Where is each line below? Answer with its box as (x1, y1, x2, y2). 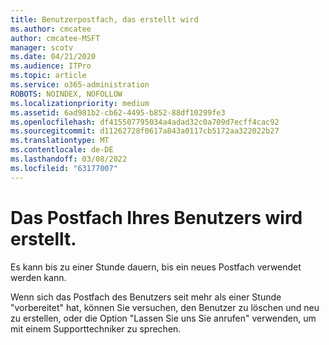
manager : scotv (10, 42, 74, 53)
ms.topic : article (10, 71, 87, 81)
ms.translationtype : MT (10, 136, 110, 146)
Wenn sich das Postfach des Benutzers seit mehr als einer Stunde (10, 291, 282, 303)
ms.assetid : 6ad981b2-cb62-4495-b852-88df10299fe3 (10, 107, 226, 118)
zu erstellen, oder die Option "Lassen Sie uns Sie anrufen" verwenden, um (10, 312, 317, 324)
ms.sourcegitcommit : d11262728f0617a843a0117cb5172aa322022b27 (10, 126, 280, 136)
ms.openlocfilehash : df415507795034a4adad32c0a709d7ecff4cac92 (10, 117, 280, 127)
